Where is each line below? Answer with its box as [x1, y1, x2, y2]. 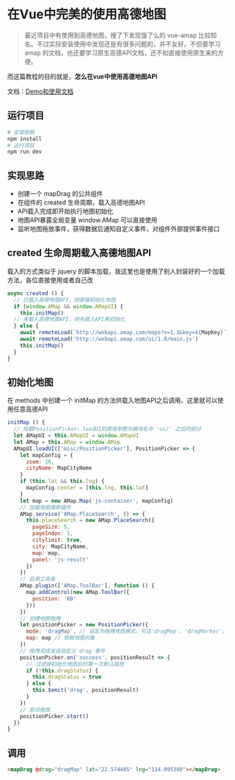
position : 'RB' [32, 595, 77, 602]
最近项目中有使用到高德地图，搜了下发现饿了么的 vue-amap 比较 [24, 31, 211, 39]
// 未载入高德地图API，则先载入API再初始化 [13, 316, 126, 323]
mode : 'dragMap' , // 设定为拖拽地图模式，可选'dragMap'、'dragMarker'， [25, 628, 227, 635]
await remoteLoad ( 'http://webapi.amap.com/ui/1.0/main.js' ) [20, 336, 199, 343]
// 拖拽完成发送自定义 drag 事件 [20, 647, 106, 654]
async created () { [7, 289, 64, 297]
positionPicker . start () [20, 713, 90, 720]
